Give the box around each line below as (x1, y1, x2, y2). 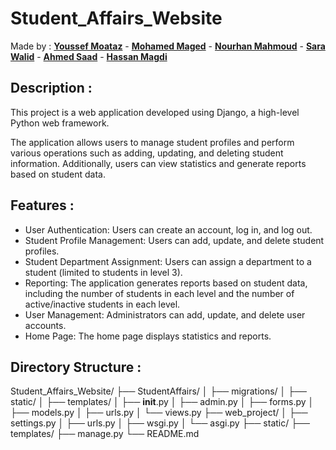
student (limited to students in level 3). (24, 266, 183, 278)
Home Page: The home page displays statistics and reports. (24, 330, 272, 342)
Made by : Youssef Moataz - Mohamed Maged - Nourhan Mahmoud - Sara (10, 40, 326, 52)
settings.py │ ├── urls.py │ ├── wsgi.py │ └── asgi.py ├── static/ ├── (10, 417, 310, 429)
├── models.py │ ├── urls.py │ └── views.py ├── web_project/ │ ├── (10, 407, 308, 419)
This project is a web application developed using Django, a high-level (10, 106, 300, 118)
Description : (10, 80, 93, 97)
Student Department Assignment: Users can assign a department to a (24, 255, 312, 267)
